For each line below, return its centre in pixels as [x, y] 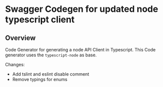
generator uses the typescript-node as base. [51, 55]
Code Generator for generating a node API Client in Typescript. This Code [81, 50]
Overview [21, 38]
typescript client [40, 20]
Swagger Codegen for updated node [82, 9]
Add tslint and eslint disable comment [51, 74]
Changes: [15, 65]
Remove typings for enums [40, 79]
